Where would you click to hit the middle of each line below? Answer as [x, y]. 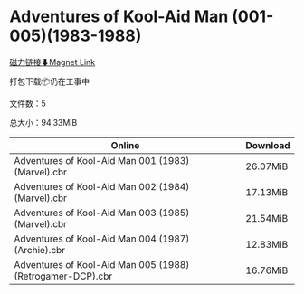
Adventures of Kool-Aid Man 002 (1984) [102, 186]
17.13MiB [267, 192]
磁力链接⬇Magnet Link [52, 62]
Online [125, 145]
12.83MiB [267, 244]
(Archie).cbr [40, 250]
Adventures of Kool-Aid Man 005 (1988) [102, 264]
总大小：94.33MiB [43, 122]
